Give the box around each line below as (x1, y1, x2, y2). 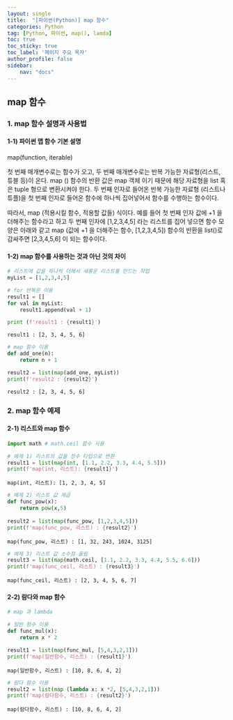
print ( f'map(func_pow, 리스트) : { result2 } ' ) (7, 524, 137, 531)
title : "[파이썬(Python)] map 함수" (7, 17, 109, 24)
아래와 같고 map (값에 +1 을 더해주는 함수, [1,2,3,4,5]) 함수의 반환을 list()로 (19, 226, 223, 234)
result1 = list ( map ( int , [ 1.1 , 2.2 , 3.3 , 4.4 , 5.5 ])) (7, 459, 167, 466)
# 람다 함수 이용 (7, 679, 49, 687)
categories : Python (7, 23, 64, 30)
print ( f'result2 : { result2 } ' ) (7, 376, 98, 383)
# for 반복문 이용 (7, 286, 54, 293)
